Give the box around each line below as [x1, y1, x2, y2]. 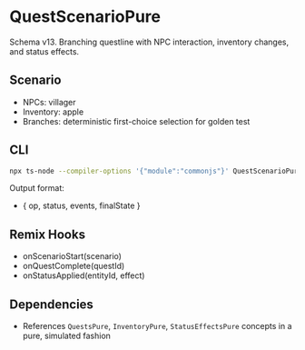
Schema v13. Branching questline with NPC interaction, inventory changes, [9, 36, 290, 47]
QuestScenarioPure [9, 6, 162, 27]
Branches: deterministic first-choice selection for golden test [22, 115, 251, 126]
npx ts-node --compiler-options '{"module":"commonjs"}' [9, 166, 230, 175]
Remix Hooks [9, 226, 86, 242]
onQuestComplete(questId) [22, 261, 125, 272]
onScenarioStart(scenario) [22, 251, 123, 262]
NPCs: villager [22, 96, 76, 107]
